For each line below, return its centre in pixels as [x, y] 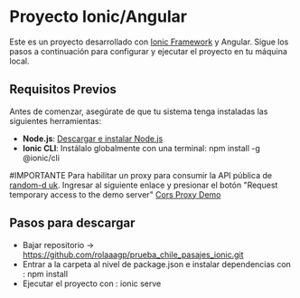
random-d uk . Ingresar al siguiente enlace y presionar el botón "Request [144, 185]
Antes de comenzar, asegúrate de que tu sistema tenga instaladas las [139, 111]
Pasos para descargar [72, 223]
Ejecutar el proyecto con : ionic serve [92, 284]
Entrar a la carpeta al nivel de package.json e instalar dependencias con [157, 264]
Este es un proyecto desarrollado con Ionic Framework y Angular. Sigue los [149, 42]
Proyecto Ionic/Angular [98, 17]
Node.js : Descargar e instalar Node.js [93, 139]
